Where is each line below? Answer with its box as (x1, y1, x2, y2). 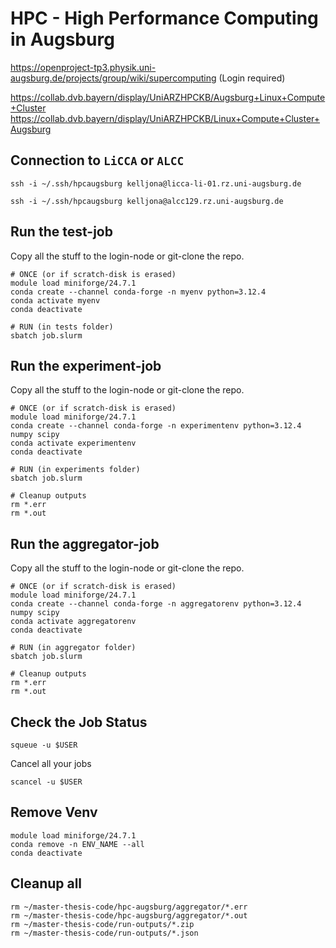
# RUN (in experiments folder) (10, 465, 141, 475)
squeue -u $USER (10, 740, 78, 750)
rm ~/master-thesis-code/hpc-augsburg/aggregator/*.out (10, 910, 248, 921)
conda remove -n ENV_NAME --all (10, 839, 145, 849)
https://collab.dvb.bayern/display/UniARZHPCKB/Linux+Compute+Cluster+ (10, 112, 321, 124)
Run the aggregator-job (10, 535, 160, 552)
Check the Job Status (10, 713, 148, 731)
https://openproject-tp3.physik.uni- (10, 61, 157, 73)
